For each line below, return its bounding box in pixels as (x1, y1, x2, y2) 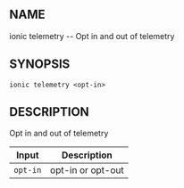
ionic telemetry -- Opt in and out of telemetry (9, 30, 175, 41)
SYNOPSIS (9, 57, 71, 72)
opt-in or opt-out (50, 164, 124, 176)
